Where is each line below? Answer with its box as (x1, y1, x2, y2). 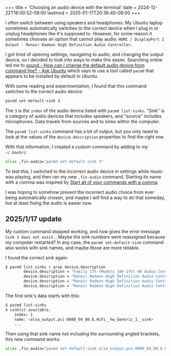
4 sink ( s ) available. (5, 307, 51, 313)
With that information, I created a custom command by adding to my (5, 143, 149, 150)
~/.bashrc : (5, 149, 27, 155)
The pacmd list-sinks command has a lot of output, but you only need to (5, 128, 159, 135)
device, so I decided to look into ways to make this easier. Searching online (5, 57, 163, 63)
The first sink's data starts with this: (5, 293, 80, 299)
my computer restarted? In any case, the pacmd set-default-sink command (5, 239, 164, 245)
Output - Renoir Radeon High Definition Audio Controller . (5, 41, 132, 48)
